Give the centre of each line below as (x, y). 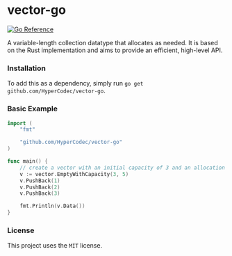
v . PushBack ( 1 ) (40, 181)
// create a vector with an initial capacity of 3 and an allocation (123, 168)
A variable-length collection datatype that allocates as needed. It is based (113, 42)
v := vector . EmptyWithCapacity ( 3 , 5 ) (74, 174)
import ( (20, 123)
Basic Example (32, 109)
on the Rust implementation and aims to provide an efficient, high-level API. (115, 50)
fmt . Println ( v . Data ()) (52, 206)
